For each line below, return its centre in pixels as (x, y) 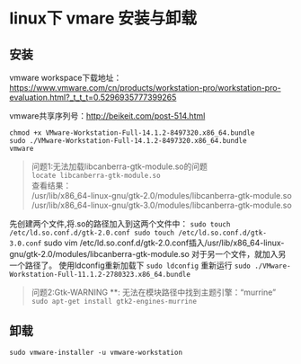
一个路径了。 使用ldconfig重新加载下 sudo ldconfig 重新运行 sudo (130, 265)
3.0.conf (26, 244)
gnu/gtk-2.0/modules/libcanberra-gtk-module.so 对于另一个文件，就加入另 (148, 254)
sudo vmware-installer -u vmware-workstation (96, 352)
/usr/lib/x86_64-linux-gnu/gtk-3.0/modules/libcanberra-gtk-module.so (161, 205)
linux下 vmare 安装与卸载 (103, 18)
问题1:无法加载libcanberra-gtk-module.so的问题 (120, 166)
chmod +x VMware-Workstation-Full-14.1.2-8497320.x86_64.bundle (132, 133)
